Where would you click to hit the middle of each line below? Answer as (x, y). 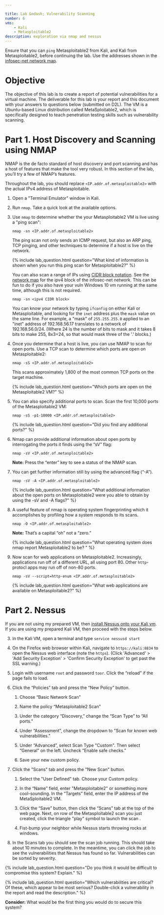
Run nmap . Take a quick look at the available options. (64, 208)
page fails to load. (30, 678)
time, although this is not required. (47, 290)
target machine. (28, 377)
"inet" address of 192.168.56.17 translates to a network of (69, 324)
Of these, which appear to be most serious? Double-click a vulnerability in (80, 887)
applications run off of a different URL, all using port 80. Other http (79, 562)
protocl (19, 567)
